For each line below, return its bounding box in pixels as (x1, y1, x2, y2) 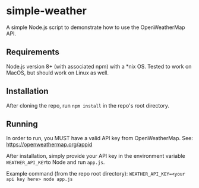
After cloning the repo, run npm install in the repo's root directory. (6, 102, 170, 109)
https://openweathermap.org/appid (6, 141, 93, 148)
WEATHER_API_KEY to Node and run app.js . (6, 158, 105, 166)
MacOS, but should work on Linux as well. (6, 69, 109, 76)
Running (6, 119, 39, 129)
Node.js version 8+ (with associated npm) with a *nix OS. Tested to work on (6, 63, 192, 70)
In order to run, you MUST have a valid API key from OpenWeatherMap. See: (6, 135, 193, 142)
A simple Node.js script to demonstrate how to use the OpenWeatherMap (6, 24, 185, 31)
